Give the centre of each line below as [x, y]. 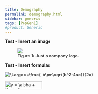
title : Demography [24, 9]
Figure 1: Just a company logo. [48, 56]
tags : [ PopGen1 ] [22, 23]
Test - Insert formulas [28, 65]
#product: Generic [24, 28]
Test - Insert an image [28, 41]
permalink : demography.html [34, 14]
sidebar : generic [23, 19]
